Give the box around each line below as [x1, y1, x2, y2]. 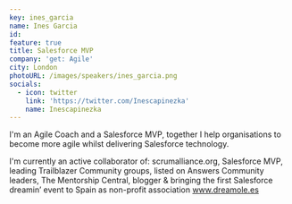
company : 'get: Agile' [9, 55, 94, 64]
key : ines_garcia [9, 13, 74, 22]
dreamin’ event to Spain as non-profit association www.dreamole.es [9, 184, 259, 195]
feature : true [9, 38, 63, 47]
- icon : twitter [17, 88, 78, 97]
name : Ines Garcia [9, 21, 78, 30]
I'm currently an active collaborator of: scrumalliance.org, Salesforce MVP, [9, 156, 283, 166]
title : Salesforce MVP [9, 47, 94, 55]
